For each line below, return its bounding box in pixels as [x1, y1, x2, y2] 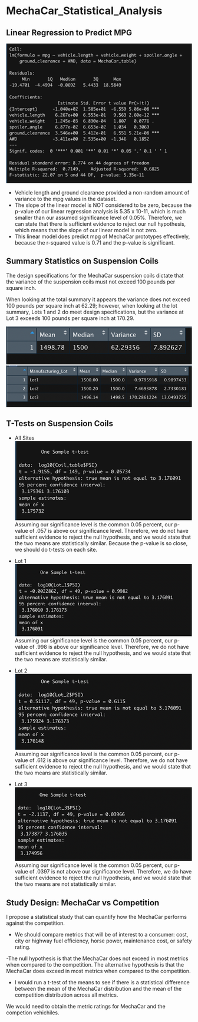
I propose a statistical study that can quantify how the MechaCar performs [6, 913, 187, 920]
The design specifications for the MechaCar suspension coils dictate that [6, 272, 184, 279]
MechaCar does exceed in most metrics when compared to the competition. [6, 967, 191, 974]
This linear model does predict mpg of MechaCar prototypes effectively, [14, 233, 190, 240]
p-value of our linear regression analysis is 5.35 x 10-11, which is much [14, 207, 186, 215]
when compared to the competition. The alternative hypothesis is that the [6, 961, 184, 968]
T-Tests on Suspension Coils [6, 418, 114, 428]
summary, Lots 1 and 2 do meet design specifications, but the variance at [6, 308, 184, 315]
